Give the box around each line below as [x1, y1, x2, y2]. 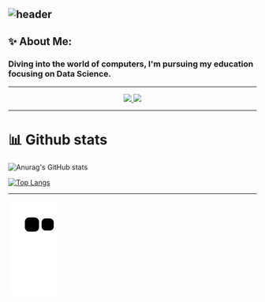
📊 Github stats [8, 131, 108, 149]
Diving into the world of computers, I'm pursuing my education [8, 58, 254, 69]
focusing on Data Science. [8, 68, 112, 79]
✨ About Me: [8, 35, 73, 48]
